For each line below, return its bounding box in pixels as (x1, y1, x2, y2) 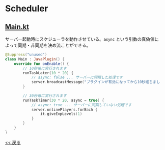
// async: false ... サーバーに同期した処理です (31, 75, 123, 80)
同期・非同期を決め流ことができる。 (17, 42, 91, 48)
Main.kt (5, 23, 29, 31)
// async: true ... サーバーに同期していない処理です (31, 102, 132, 107)
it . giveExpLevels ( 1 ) (40, 112, 82, 117)
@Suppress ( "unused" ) (5, 52, 48, 57)
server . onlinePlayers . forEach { (31, 107, 98, 112)
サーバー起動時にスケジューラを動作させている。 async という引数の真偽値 (5, 36, 155, 42)
